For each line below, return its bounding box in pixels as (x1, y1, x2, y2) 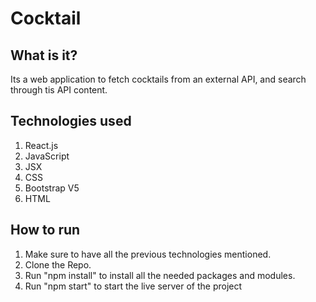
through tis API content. (10, 84, 108, 96)
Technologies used (10, 113, 132, 130)
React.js (24, 139, 59, 151)
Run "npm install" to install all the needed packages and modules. (24, 269, 296, 281)
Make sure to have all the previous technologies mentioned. (24, 248, 272, 260)
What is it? (10, 47, 78, 64)
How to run (10, 222, 81, 239)
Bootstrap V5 (24, 182, 80, 194)
